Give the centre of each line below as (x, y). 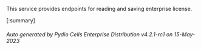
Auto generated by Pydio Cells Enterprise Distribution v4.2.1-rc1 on (90, 34)
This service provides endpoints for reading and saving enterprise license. (99, 9)
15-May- (185, 34)
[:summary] (21, 20)
